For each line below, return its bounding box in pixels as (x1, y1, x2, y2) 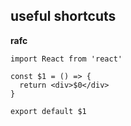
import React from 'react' (10, 54, 123, 64)
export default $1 (10, 106, 87, 116)
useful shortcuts (10, 8, 117, 25)
